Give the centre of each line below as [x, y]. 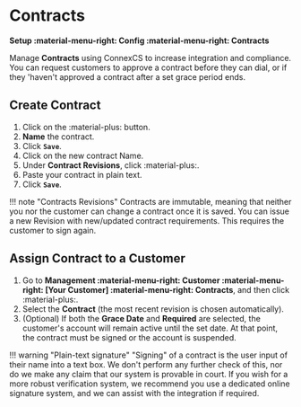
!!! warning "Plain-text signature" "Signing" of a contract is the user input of [149, 355]
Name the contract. [58, 137]
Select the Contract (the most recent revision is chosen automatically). [153, 309]
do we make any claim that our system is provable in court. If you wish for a [149, 374]
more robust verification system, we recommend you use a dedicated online [150, 384]
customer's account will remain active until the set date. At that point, [150, 328]
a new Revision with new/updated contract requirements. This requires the [147, 220]
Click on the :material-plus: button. [86, 127]
